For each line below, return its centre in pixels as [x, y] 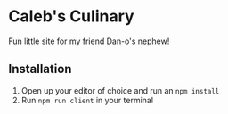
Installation [40, 69]
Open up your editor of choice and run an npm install [120, 90]
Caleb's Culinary [71, 16]
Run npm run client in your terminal [87, 100]
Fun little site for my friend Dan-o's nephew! [89, 41]
